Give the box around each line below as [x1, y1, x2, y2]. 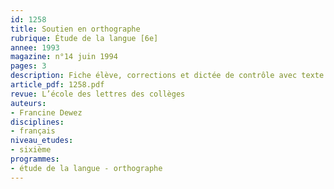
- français [10, 126, 56, 136]
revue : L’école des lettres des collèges [10, 89, 186, 99]
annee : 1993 [10, 42, 60, 53]
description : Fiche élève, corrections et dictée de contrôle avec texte [10, 71, 325, 81]
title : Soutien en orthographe [10, 24, 141, 34]
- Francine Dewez [10, 107, 83, 118]
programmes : [10, 154, 60, 164]
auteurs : [10, 98, 47, 108]
